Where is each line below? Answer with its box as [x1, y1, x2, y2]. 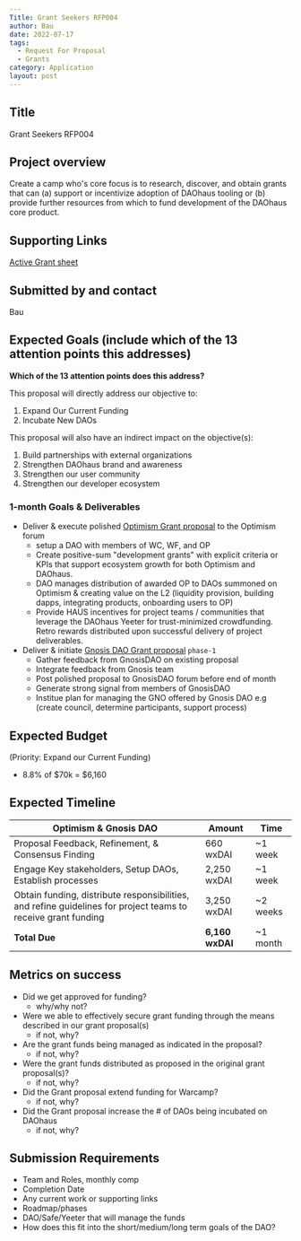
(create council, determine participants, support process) [35, 702, 248, 713]
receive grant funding [13, 911, 105, 923]
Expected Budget [9, 728, 107, 743]
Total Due [13, 931, 56, 943]
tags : [9, 38, 30, 48]
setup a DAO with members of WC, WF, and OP [35, 540, 211, 551]
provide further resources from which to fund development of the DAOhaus [9, 197, 288, 208]
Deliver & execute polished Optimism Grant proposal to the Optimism [21, 521, 276, 532]
